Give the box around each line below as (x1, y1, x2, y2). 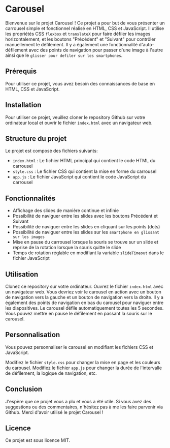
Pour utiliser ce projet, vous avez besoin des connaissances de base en (5, 80, 155, 86)
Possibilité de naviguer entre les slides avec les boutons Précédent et (12, 213, 158, 219)
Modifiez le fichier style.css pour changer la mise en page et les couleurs (5, 359, 161, 365)
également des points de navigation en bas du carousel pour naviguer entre (5, 300, 164, 306)
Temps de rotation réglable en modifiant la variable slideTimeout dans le (12, 250, 164, 256)
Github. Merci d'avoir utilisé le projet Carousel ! (5, 409, 104, 415)
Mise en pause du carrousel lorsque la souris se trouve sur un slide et (12, 239, 159, 245)
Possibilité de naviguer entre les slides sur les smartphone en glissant (12, 229, 160, 235)
